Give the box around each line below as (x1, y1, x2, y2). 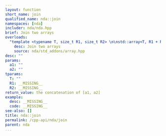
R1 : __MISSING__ (9, 81, 43, 86)
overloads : (5, 35, 28, 40)
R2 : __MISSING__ (9, 85, 43, 91)
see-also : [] (5, 108, 32, 114)
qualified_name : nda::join (5, 16, 61, 21)
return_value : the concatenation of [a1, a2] (5, 90, 100, 95)
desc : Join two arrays (14, 44, 61, 49)
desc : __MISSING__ (9, 99, 48, 104)
